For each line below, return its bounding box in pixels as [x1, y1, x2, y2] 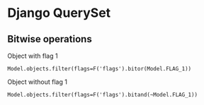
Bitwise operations [7, 33, 92, 45]
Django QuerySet [7, 5, 111, 21]
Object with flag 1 [7, 51, 58, 60]
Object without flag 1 [7, 78, 67, 86]
